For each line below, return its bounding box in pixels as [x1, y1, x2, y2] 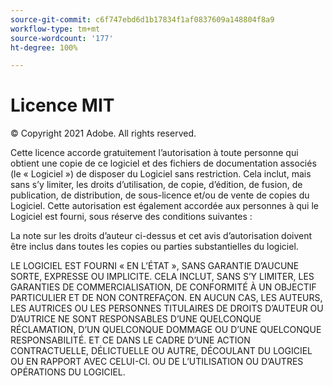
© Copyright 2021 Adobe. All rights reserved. [10, 127, 197, 140]
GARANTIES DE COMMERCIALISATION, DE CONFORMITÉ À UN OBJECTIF [10, 281, 317, 293]
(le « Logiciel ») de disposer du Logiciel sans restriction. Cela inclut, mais [10, 168, 312, 180]
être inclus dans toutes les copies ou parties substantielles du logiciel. [10, 241, 299, 253]
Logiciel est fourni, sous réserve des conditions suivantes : [10, 211, 253, 223]
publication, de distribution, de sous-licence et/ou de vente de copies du [10, 189, 310, 201]
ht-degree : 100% [10, 42, 78, 53]
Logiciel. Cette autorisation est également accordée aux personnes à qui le [10, 200, 319, 212]
